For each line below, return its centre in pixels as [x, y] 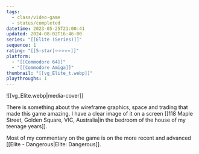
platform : [19, 56]
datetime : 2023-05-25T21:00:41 [46, 28]
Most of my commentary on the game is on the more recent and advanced [99, 138]
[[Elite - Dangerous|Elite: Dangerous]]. [54, 144]
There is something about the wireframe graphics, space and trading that [97, 107]
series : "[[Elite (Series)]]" [44, 40]
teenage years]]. [27, 126]
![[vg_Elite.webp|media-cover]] [45, 96]
